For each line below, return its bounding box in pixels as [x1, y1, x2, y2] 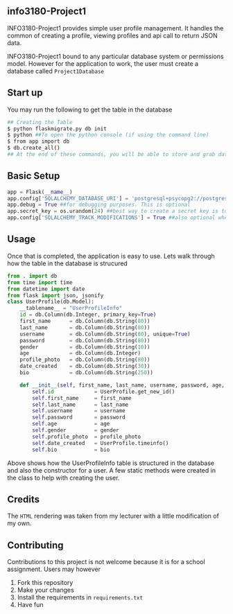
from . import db [7, 272, 58, 279]
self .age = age [32, 421, 110, 428]
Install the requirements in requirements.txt [17, 593, 144, 602]
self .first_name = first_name [32, 394, 132, 401]
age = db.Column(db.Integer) [19, 350, 141, 357]
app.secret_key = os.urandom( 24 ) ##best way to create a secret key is [7, 208, 218, 215]
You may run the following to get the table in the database [7, 105, 173, 114]
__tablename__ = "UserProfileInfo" [19, 305, 123, 312]
